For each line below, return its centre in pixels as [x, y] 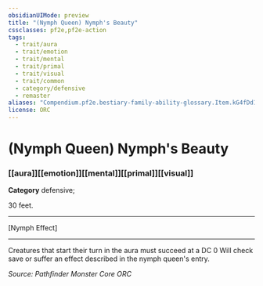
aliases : [22, 103]
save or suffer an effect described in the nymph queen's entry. [109, 259]
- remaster [33, 96]
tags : [17, 37]
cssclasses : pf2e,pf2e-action [58, 30]
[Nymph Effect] [33, 228]
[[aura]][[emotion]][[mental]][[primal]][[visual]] [101, 173]
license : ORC [29, 110]
